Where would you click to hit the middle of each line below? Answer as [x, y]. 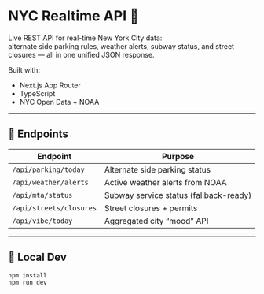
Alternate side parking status [157, 169]
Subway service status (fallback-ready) [178, 195]
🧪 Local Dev [37, 257]
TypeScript [37, 93]
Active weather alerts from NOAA [166, 182]
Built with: [24, 69]
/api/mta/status [42, 195]
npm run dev [27, 283]
